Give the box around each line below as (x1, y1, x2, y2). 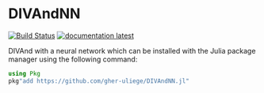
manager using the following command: (8, 54, 138, 64)
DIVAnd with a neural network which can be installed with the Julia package (8, 46, 256, 55)
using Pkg (8, 69, 41, 77)
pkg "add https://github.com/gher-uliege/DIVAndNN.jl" (8, 76, 190, 85)
